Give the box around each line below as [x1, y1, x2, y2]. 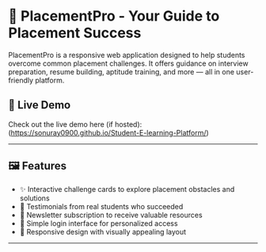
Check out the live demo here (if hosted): [8, 119, 142, 129]
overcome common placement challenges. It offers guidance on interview [8, 59, 249, 68]
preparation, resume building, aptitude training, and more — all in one [8, 67, 235, 76]
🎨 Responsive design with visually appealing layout [19, 227, 187, 236]
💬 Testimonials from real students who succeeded [19, 201, 184, 211]
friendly [8, 75, 34, 85]
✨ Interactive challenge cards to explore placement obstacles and [19, 184, 235, 193]
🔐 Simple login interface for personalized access [19, 218, 178, 228]
